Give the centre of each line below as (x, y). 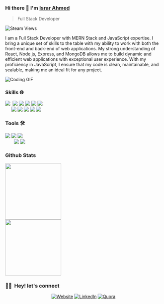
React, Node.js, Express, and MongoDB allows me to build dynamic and (78, 54)
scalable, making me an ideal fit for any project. (54, 70)
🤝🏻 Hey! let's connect (32, 286)
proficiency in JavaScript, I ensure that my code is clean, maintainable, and (82, 65)
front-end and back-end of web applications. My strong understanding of (80, 49)
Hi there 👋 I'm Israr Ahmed (38, 8)
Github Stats (21, 155)
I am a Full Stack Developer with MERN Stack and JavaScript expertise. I (79, 38)
